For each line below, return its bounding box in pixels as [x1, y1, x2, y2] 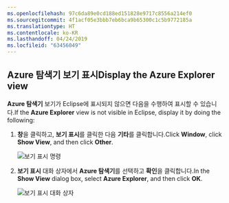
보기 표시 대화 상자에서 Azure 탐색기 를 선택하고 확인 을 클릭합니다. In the [17, 167, 210, 175]
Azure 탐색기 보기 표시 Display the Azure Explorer [7, 70, 215, 81]
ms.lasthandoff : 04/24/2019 [7, 36, 88, 43]
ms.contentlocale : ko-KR [7, 29, 78, 36]
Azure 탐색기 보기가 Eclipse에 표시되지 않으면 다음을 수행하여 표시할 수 [7, 99, 199, 107]
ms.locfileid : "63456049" [7, 42, 81, 49]
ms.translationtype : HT [7, 23, 76, 30]
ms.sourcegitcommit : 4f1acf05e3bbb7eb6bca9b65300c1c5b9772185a [7, 17, 193, 23]
